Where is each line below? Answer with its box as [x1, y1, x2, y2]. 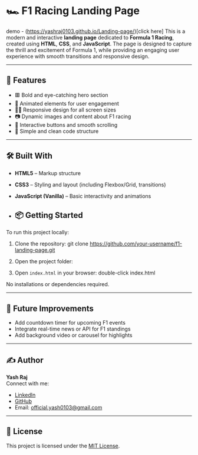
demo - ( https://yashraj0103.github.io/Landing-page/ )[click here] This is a [6, 27, 186, 35]
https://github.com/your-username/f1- [89, 240, 183, 247]
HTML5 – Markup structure [14, 169, 81, 176]
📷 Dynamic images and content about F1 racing [14, 113, 131, 120]
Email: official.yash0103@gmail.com [14, 404, 103, 411]
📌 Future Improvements [6, 303, 94, 313]
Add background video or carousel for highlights [14, 332, 133, 339]
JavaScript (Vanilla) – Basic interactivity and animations [14, 192, 151, 199]
